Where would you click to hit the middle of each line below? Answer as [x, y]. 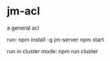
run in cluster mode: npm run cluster [53, 51]
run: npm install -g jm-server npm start [56, 39]
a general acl [23, 28]
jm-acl [23, 11]
